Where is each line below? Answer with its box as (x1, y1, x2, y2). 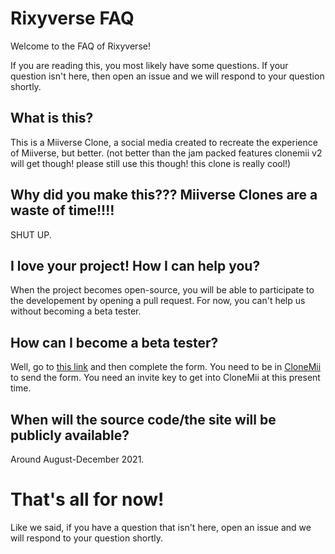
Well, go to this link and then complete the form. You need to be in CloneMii (10, 361, 322, 373)
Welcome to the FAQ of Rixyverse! (10, 40, 151, 52)
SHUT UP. (10, 228, 52, 241)
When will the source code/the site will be (10, 411, 277, 428)
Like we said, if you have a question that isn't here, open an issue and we (10, 521, 312, 533)
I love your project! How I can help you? (10, 257, 261, 274)
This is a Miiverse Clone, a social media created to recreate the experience (10, 136, 318, 148)
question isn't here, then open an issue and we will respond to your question (10, 70, 325, 82)
